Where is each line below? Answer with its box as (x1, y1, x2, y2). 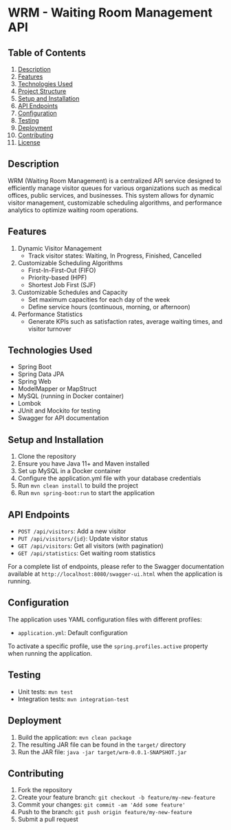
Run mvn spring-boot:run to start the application (17, 489, 155, 497)
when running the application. (8, 649, 92, 657)
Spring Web (17, 377, 52, 386)
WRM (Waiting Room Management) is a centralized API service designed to (8, 176, 221, 185)
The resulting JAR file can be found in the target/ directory (17, 740, 186, 749)
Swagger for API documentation (17, 414, 109, 422)
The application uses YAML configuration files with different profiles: (8, 615, 202, 623)
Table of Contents (8, 47, 87, 59)
